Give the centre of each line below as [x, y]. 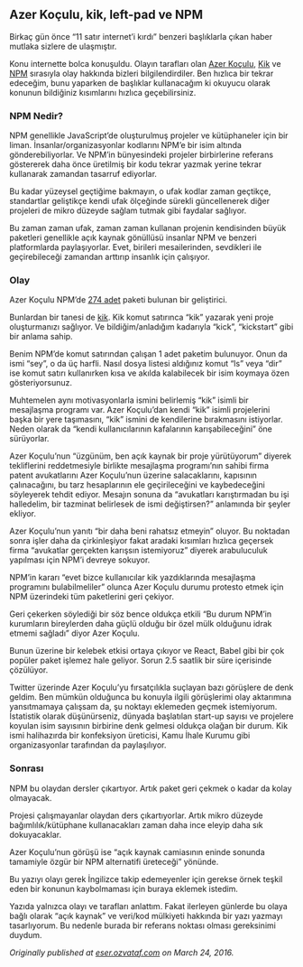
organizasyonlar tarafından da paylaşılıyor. [88, 745]
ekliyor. [23, 514]
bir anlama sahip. [41, 337]
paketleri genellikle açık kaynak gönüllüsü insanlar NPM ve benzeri [133, 237]
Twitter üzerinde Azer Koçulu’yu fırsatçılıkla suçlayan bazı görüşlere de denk [151, 688]
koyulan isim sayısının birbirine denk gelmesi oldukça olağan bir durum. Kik [149, 726]
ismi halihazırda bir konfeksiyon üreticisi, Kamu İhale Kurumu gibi [130, 736]
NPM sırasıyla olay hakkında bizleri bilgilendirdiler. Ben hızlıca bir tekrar [142, 73]
